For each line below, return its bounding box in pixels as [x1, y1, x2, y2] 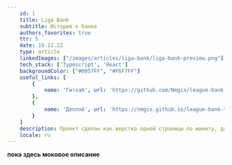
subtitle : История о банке [19, 23, 97, 30]
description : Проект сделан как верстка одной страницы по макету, [19, 125, 217, 132]
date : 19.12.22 [19, 42, 64, 49]
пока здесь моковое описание [7, 151, 100, 159]
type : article [19, 49, 60, 56]
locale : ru [19, 131, 51, 138]
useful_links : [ [19, 74, 67, 81]
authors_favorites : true [19, 29, 91, 36]
